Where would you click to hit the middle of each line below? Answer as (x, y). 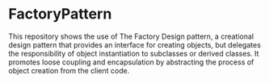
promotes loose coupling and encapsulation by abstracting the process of (131, 62)
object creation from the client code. (69, 70)
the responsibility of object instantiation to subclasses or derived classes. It (134, 53)
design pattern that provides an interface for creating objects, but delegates (134, 44)
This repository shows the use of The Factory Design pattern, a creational (131, 36)
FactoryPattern (60, 14)
